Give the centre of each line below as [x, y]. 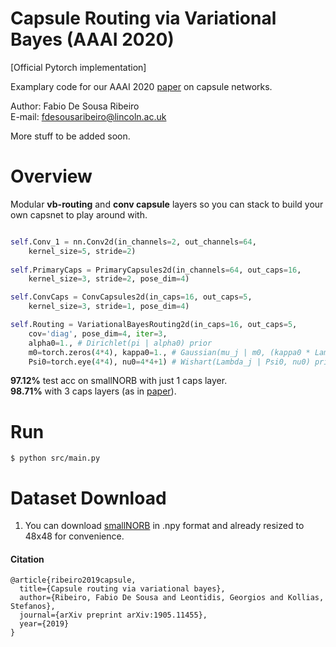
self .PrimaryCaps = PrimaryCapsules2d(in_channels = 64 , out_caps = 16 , [156, 270]
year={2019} [44, 624]
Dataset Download [88, 498]
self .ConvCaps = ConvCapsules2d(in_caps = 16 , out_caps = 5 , [131, 297]
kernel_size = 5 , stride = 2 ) [82, 251]
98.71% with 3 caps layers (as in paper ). [93, 391]
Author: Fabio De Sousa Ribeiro [75, 106]
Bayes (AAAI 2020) [92, 39]
